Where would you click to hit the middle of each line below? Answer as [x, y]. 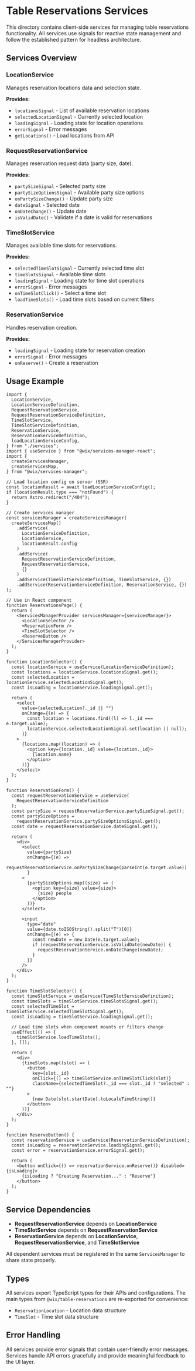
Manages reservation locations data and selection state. [74, 88]
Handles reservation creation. [42, 327]
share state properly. [31, 1260]
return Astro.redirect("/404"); [51, 498]
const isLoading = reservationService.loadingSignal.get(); [86, 1145]
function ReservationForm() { [43, 791]
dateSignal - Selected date [47, 205]
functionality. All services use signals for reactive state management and [94, 33]
